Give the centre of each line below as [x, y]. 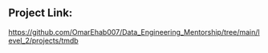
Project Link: [41, 13]
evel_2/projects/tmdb [43, 40]
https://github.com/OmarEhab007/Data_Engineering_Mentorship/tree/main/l [134, 32]
